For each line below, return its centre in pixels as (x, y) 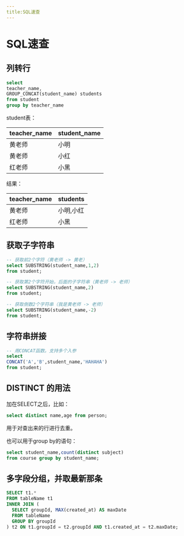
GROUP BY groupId (34, 521)
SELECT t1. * (21, 493)
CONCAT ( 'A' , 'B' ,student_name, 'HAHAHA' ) (57, 362)
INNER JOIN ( (23, 504)
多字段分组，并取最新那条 (54, 478)
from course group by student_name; (53, 458)
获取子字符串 (30, 245)
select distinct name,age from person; (57, 415)
